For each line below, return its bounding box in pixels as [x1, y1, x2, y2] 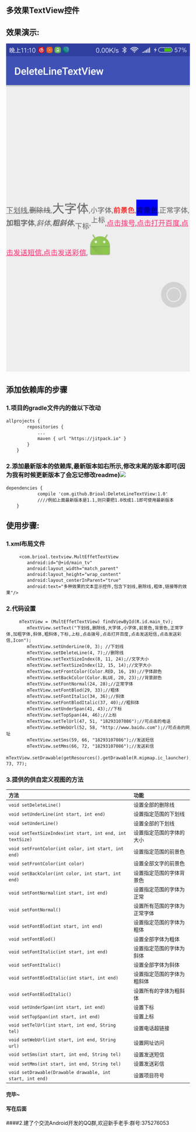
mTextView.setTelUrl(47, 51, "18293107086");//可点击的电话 [27, 718, 171, 725]
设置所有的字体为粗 [133, 987, 180, 994]
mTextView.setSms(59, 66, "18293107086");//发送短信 [27, 737, 155, 743]
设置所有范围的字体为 [133, 902, 185, 909]
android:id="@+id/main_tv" [27, 560, 93, 565]
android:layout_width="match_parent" [27, 565, 118, 571]
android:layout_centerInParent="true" [27, 577, 121, 583]
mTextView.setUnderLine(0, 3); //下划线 [27, 644, 124, 650]
